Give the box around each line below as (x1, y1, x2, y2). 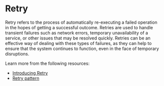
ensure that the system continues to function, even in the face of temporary (5, 45, 159, 51)
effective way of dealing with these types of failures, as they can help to (5, 40, 152, 46)
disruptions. (5, 50, 30, 57)
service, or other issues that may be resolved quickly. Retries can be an (5, 35, 151, 41)
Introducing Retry (12, 70, 48, 76)
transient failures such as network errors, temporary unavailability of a (5, 30, 148, 36)
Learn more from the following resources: (5, 60, 90, 66)
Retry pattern (12, 75, 40, 81)
